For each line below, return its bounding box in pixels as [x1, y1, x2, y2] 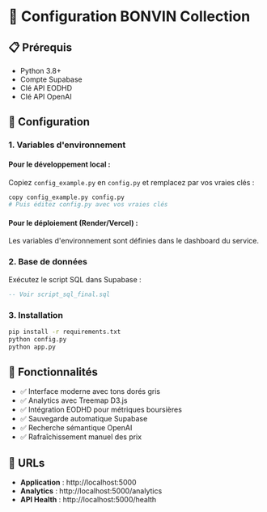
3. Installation [8, 309, 63, 320]
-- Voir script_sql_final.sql [8, 290, 111, 298]
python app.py [8, 343, 57, 351]
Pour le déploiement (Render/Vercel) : [8, 218, 139, 227]
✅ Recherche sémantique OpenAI [19, 423, 133, 433]
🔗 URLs [8, 456, 45, 470]
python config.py [8, 335, 67, 343]
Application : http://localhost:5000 [19, 477, 137, 488]
